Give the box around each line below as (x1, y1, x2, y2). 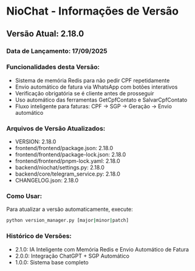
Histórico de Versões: (6, 232, 72, 241)
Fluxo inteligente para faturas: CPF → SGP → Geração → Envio (15, 102, 172, 110)
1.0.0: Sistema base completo (15, 258, 89, 266)
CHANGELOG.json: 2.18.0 (15, 177, 79, 184)
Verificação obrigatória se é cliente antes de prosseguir (15, 89, 154, 97)
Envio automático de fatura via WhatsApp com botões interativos (15, 83, 178, 91)
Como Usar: (6, 192, 43, 201)
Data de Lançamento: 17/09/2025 (6, 47, 108, 55)
